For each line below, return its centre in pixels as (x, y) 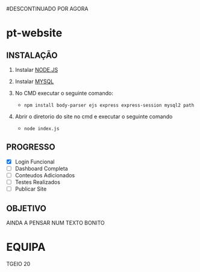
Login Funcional (35, 162)
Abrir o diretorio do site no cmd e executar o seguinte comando (94, 116)
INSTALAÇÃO (32, 55)
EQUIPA (26, 247)
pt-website (34, 33)
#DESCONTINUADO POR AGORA (47, 9)
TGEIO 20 (18, 264)
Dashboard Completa (41, 168)
